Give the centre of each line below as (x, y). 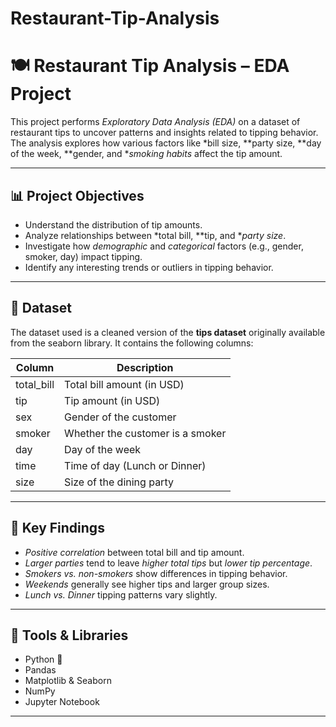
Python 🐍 (43, 659)
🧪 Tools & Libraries (69, 635)
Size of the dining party (119, 482)
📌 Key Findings (57, 528)
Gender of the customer (120, 417)
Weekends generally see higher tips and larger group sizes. (147, 584)
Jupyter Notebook (62, 702)
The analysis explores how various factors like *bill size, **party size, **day (166, 143)
